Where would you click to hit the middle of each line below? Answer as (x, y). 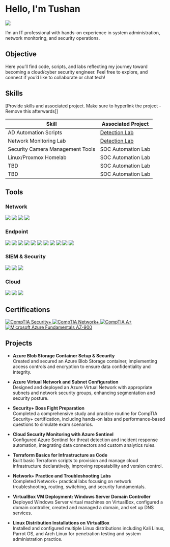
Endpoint (17, 232)
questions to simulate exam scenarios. (53, 424)
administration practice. (37, 539)
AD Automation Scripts (35, 132)
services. (22, 513)
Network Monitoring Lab (37, 141)
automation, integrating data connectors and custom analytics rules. (84, 445)
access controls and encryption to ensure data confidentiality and (82, 367)
